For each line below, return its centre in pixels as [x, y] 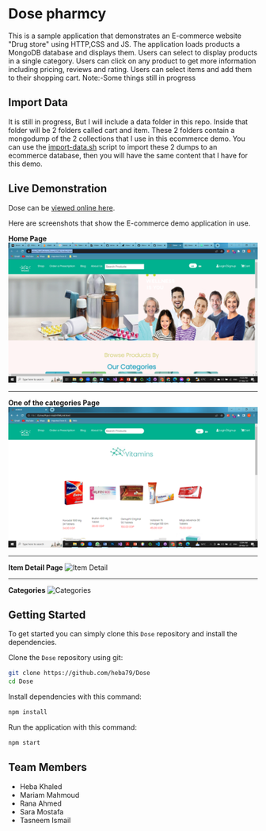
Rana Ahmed [40, 803]
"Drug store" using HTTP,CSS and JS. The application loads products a [124, 44]
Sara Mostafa [42, 811]
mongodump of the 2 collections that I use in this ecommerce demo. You [127, 138]
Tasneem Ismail [45, 820]
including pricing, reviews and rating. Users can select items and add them [130, 69]
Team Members [47, 767]
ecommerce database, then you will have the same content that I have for [128, 155]
